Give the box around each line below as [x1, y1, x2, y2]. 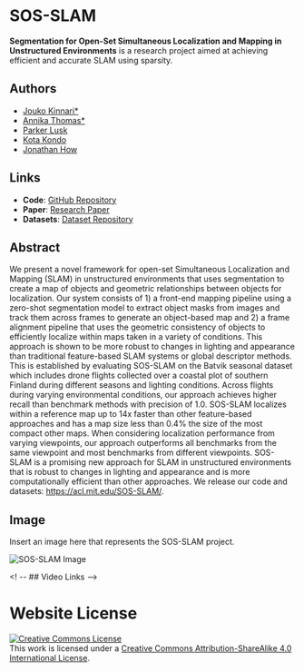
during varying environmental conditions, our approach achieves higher [9, 390, 277, 400]
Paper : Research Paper [22, 203, 111, 214]
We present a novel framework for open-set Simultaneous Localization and [9, 264, 290, 275]
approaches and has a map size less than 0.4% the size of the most [9, 419, 263, 430]
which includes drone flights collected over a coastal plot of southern [9, 370, 269, 381]
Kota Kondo [22, 133, 66, 145]
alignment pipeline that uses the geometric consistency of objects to [9, 321, 266, 332]
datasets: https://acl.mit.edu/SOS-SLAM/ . [9, 486, 164, 497]
